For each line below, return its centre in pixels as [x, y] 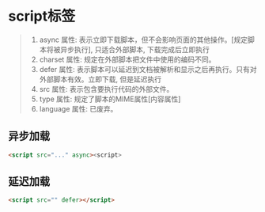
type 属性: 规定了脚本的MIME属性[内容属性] [110, 99]
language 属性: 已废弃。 [78, 108]
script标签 [42, 16]
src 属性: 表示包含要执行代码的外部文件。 [106, 89]
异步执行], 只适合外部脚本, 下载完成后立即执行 [135, 49]
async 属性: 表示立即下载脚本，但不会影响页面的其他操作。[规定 [143, 40]
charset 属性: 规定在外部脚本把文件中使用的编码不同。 [127, 59]
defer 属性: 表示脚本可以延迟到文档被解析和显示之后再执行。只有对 [148, 69]
